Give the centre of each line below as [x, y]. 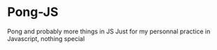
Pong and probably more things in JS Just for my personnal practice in [109, 31]
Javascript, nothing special [46, 38]
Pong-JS [33, 12]
